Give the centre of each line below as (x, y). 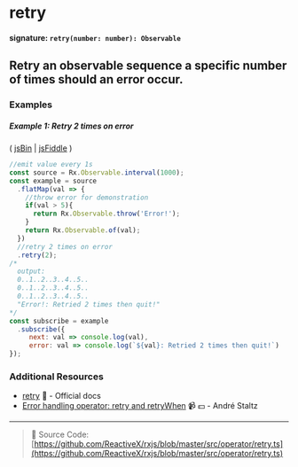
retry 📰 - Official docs (62, 396)
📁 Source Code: (60, 435)
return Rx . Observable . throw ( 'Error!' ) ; (106, 214)
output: (31, 272)
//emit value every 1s (51, 165)
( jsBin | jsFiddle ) (41, 148)
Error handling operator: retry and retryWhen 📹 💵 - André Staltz (140, 406)
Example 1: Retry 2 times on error (71, 126)
